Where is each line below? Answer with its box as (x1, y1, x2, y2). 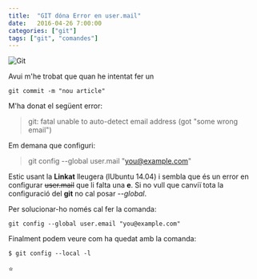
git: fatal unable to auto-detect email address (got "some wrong (27, 117, 239, 127)
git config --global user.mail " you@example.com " (27, 156, 192, 166)
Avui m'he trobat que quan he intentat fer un (8, 71, 155, 81)
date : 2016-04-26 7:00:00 (8, 19, 102, 27)
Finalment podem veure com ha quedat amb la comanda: (8, 234, 197, 244)
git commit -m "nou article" (8, 87, 106, 95)
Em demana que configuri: (8, 141, 96, 151)
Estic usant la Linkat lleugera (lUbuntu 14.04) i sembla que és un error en (8, 172, 250, 181)
